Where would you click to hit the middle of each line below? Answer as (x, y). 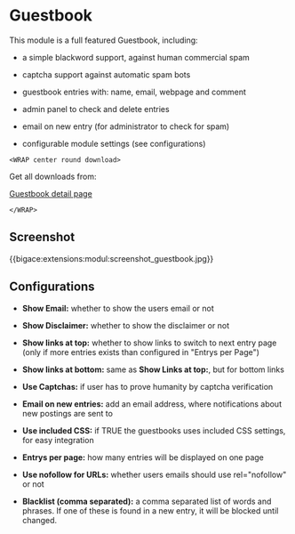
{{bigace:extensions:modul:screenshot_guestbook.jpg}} (112, 258)
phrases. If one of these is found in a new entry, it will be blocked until (150, 510)
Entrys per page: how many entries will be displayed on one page (143, 457)
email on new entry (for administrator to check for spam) (126, 126)
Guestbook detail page (51, 193)
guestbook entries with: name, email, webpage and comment (134, 92)
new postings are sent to (68, 413)
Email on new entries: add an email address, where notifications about (152, 404)
